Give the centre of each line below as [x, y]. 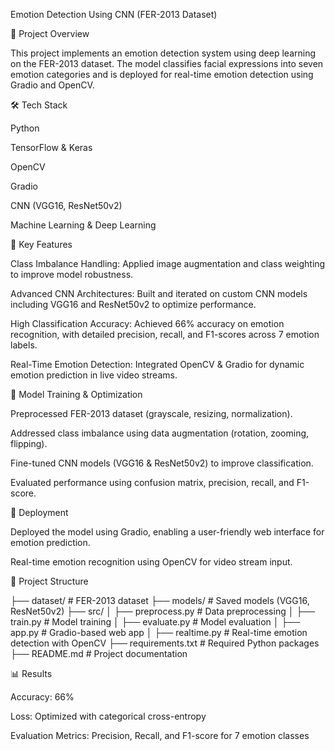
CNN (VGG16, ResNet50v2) [66, 205]
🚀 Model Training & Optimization [76, 394]
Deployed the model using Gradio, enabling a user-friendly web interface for [167, 532]
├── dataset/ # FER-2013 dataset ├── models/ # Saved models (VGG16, [160, 600]
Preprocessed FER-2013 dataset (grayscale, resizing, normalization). [151, 413]
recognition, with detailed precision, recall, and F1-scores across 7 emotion [165, 334]
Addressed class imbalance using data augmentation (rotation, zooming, [160, 433]
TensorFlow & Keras [51, 147]
